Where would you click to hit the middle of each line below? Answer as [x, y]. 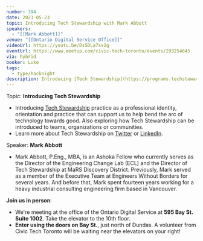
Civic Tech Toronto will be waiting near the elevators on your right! [98, 231]
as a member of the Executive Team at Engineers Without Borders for [101, 176]
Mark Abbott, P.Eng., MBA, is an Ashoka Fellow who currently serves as [104, 157]
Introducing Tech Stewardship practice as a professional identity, [96, 108]
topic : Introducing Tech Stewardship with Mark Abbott [77, 23]
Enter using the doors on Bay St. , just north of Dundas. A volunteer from [105, 225]
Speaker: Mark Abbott [34, 145]
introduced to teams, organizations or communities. [79, 127]
